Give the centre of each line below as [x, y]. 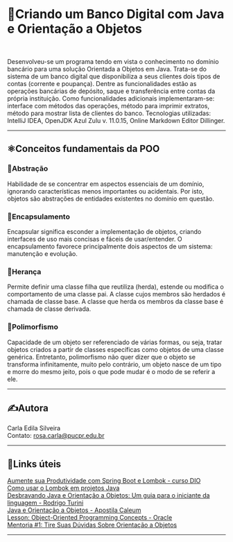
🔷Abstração [28, 169]
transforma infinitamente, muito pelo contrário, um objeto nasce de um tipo [114, 364]
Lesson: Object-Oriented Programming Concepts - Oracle [90, 518]
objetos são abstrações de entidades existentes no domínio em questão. [111, 198]
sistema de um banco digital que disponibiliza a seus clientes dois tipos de [114, 76]
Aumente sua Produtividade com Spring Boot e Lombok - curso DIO [104, 481]
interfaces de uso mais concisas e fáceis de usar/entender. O [95, 239]
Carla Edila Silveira [34, 428]
